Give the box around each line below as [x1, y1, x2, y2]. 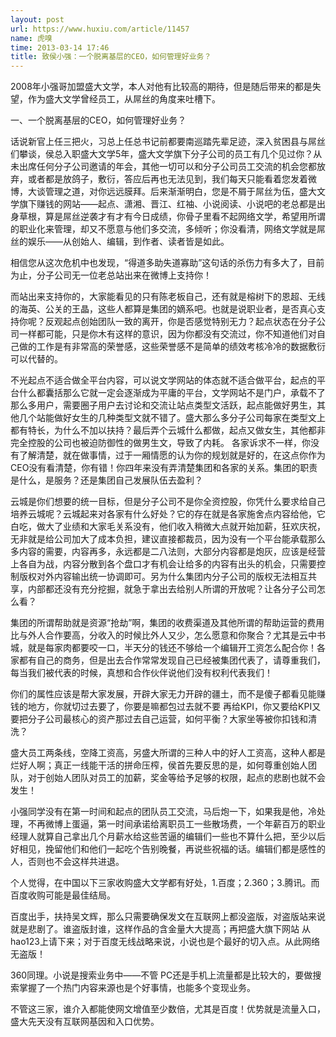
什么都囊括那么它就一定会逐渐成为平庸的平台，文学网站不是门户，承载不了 [18, 387, 326, 399]
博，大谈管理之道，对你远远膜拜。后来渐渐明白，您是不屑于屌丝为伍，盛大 [10, 186, 317, 198]
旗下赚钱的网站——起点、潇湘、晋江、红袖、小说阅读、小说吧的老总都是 [18, 198, 317, 210]
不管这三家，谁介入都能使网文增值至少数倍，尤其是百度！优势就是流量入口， [10, 1003, 326, 1015]
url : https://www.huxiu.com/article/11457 [10, 24, 190, 34]
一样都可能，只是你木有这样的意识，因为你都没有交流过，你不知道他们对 [18, 328, 317, 340]
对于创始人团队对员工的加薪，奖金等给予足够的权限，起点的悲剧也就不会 [27, 772, 326, 784]
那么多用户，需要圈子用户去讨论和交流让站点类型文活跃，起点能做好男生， [10, 399, 317, 411]
